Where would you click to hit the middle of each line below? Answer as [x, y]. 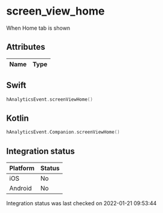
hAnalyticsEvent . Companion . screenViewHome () [63, 132]
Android [21, 188]
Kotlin [18, 118]
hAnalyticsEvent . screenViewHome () [50, 99]
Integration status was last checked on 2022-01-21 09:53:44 [81, 203]
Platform [22, 168]
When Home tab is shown [38, 28]
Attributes [26, 47]
